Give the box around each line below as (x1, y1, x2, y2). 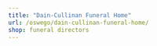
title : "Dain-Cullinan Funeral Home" (8, 11, 132, 19)
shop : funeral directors (8, 26, 89, 34)
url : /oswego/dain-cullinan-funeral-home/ (8, 19, 149, 27)
